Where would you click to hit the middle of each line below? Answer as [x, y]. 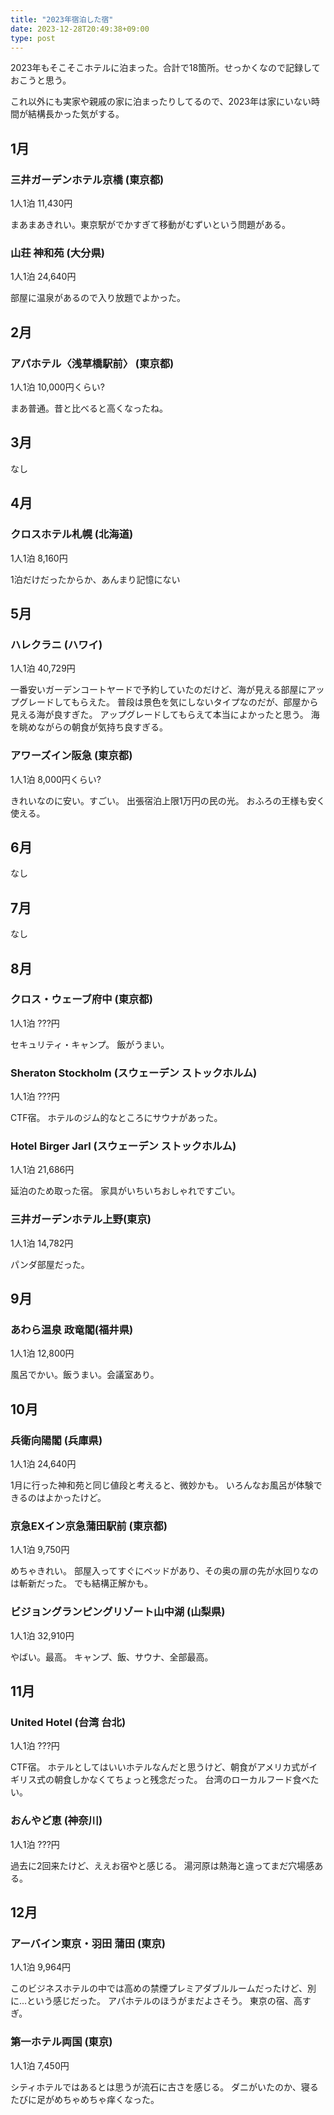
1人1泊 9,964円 [40, 1967]
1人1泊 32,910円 [42, 1635]
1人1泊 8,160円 [39, 558]
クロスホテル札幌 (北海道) [72, 534]
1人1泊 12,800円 [42, 1353]
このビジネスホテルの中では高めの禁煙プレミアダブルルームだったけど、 [159, 1988]
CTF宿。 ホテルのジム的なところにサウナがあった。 [116, 1118]
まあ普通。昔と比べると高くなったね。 [89, 408]
